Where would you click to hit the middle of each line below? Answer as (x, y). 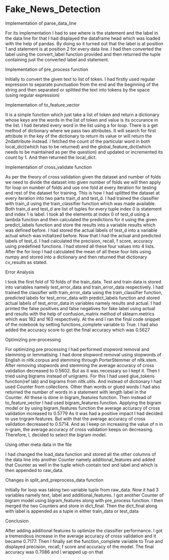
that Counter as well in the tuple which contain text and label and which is (81, 465)
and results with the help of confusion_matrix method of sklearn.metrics (80, 314)
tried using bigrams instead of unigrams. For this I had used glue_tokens (80, 376)
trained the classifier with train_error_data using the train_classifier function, (84, 292)
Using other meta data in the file (38, 444)
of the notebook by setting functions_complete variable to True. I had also (82, 324)
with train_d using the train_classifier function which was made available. (81, 203)
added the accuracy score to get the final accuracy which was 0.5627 (77, 330)
